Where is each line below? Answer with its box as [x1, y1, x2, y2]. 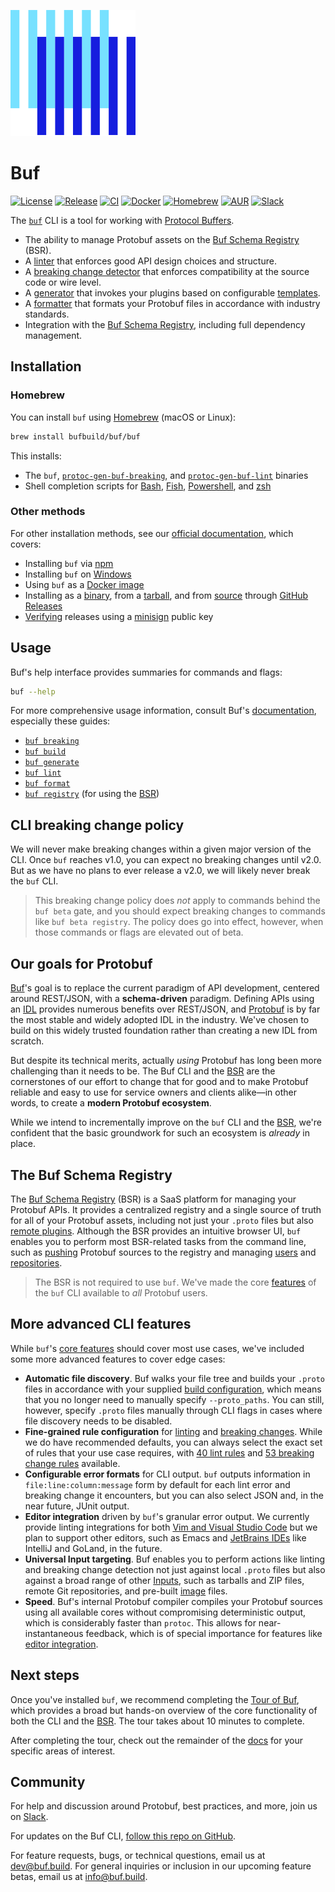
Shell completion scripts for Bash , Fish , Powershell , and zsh [24, 480, 272, 492]
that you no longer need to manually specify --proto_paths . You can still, [24, 1393, 325, 1405]
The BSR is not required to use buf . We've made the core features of [34, 1276, 317, 1288]
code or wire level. [24, 276, 102, 288]
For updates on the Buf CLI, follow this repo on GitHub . [10, 1830, 237, 1842]
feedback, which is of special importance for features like [85, 1627, 323, 1639]
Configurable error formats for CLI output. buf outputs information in [24, 1468, 311, 1480]
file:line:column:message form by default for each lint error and [24, 1478, 291, 1490]
